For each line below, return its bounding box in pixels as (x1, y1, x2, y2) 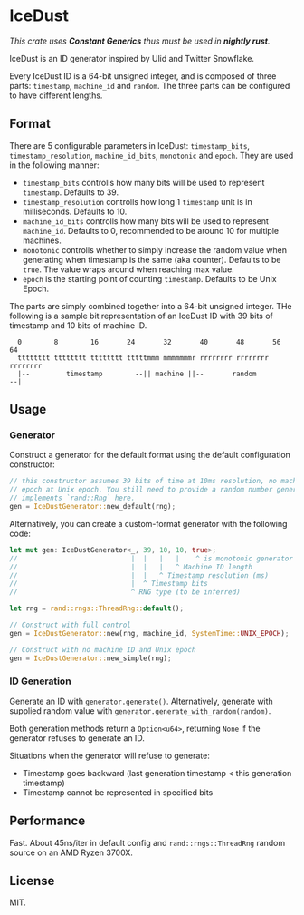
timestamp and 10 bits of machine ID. (9, 319, 147, 331)
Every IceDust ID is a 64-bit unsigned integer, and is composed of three (9, 70, 277, 82)
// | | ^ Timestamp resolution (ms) (9, 570, 270, 580)
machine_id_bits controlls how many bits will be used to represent (22, 215, 270, 227)
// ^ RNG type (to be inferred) (9, 588, 242, 597)
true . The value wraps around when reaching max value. (22, 264, 235, 275)
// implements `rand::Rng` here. (9, 493, 136, 503)
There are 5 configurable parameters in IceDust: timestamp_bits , (9, 140, 251, 151)
